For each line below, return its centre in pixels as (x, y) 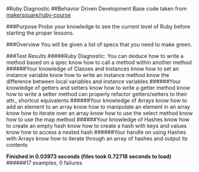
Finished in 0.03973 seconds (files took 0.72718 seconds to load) (89, 156)
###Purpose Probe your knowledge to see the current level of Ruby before (98, 27)
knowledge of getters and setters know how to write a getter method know (98, 88)
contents (17, 145)
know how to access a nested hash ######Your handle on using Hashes (96, 132)
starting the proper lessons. (40, 33)
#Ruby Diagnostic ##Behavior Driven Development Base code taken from (97, 9)
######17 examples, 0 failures (44, 163)
